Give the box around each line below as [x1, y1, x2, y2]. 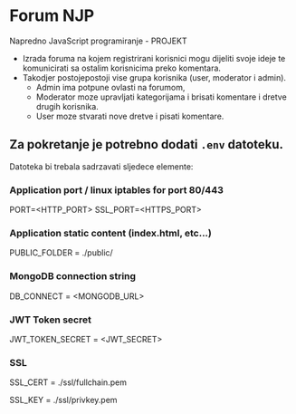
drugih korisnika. [35, 101, 100, 111]
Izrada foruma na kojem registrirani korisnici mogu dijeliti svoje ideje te [22, 53, 286, 63]
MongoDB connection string [9, 270, 137, 283]
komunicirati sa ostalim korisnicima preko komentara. [22, 63, 222, 73]
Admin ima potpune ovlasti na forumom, [35, 82, 186, 92]
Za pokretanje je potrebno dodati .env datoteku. [9, 137, 283, 152]
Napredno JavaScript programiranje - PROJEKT [9, 35, 187, 46]
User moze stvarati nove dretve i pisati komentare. [35, 111, 224, 121]
